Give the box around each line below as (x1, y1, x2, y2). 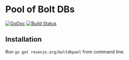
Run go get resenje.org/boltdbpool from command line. (5, 48, 125, 54)
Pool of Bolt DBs (5, 4, 75, 15)
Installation (5, 35, 42, 44)
